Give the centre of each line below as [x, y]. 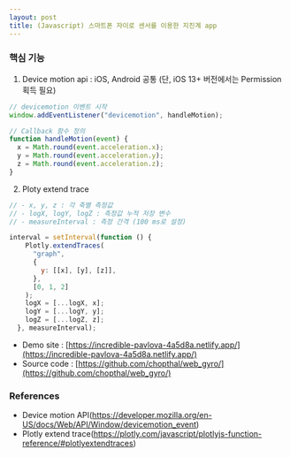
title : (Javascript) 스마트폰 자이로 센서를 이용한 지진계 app [113, 26]
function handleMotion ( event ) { [69, 139]
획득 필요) [39, 90]
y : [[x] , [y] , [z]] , [79, 270]
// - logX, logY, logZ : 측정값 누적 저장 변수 [90, 213]
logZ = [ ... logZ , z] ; [65, 320]
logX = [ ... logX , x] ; [65, 303]
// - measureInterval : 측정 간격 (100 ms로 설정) [98, 222]
